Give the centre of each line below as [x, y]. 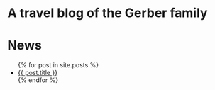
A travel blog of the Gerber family [107, 13]
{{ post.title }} [38, 73]
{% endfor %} [38, 80]
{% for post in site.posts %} [58, 65]
